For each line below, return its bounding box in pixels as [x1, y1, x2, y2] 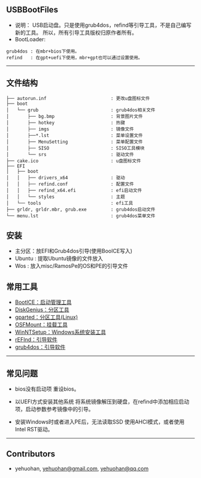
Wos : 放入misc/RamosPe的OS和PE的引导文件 [14, 263, 129, 270]
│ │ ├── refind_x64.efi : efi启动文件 [6, 187, 142, 193]
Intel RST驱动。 [14, 426, 53, 433]
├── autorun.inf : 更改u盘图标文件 [6, 95, 150, 101]
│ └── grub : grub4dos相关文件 [6, 107, 156, 113]
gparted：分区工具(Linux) [14, 313, 78, 321]
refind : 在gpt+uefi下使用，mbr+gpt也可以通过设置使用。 [6, 54, 143, 60]
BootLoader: [14, 35, 46, 42]
